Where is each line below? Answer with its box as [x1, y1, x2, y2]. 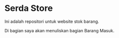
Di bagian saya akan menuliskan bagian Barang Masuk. [4, 28, 115, 33]
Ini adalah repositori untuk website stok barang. [4, 19, 100, 24]
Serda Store [4, 3, 53, 14]
